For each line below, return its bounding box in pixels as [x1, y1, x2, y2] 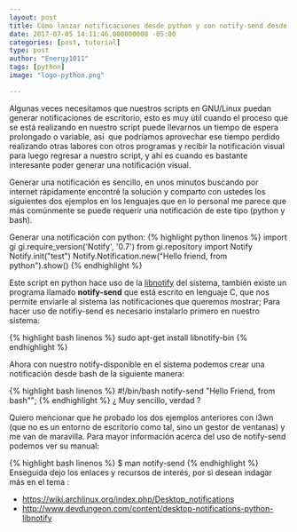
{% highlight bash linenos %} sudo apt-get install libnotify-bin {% [9, 332, 248, 343]
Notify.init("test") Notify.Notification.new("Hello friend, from [9, 250, 228, 261]
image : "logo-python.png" [9, 71, 105, 80]
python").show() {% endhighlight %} [9, 259, 144, 271]
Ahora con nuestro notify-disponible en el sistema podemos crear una [9, 359, 265, 369]
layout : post [9, 12, 58, 22]
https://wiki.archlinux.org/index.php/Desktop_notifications [21, 494, 235, 504]
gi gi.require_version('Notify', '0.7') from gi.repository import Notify [9, 241, 253, 251]
